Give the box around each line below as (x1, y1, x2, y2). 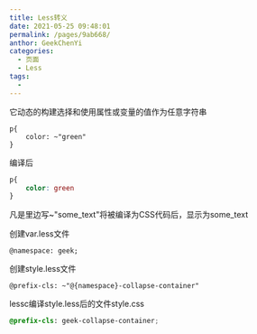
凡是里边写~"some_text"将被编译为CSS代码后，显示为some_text (9, 209, 249, 220)
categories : (9, 47, 54, 56)
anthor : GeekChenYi (9, 38, 83, 48)
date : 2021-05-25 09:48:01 (9, 22, 111, 31)
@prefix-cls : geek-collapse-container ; (9, 317, 160, 326)
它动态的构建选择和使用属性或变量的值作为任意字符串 (9, 106, 207, 117)
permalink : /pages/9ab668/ (9, 30, 111, 39)
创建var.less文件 (9, 228, 70, 239)
